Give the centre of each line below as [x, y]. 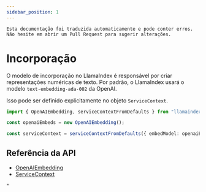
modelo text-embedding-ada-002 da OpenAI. [62, 88]
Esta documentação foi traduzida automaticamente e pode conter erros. [100, 29]
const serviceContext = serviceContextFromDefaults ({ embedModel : [93, 134]
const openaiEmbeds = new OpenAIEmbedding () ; [65, 123]
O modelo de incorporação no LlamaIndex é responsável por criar [90, 75]
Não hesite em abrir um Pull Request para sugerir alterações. [89, 34]
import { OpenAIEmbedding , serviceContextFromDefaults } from [87, 112]
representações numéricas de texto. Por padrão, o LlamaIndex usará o [95, 82]
